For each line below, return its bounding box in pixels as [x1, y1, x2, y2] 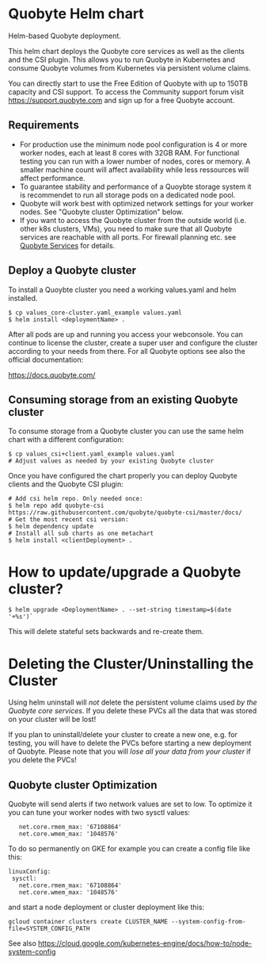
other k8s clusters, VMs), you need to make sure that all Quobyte [19, 224, 232, 233]
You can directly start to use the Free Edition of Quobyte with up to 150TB [8, 79, 248, 88]
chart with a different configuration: [8, 435, 124, 444]
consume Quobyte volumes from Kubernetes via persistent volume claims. [8, 63, 251, 72]
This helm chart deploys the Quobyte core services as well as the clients [8, 46, 245, 56]
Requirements [8, 118, 79, 132]
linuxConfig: [8, 868, 51, 876]
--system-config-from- [171, 918, 246, 926]
